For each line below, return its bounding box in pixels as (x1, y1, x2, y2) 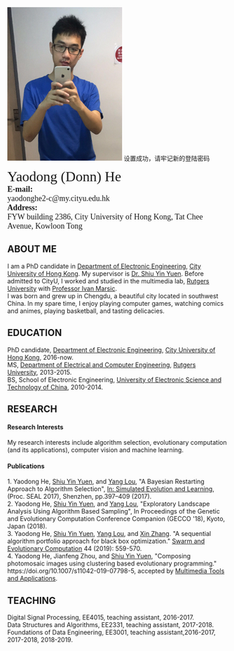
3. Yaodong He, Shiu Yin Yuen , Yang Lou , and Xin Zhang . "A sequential (7, 530, 212, 538)
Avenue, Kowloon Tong (7, 221, 83, 231)
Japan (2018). (7, 522, 48, 530)
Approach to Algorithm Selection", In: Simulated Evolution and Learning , (7, 485, 215, 493)
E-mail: (7, 184, 33, 194)
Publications (7, 462, 45, 470)
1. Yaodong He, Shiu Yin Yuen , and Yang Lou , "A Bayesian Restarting (7, 477, 205, 486)
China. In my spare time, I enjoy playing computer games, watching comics (7, 299, 224, 307)
